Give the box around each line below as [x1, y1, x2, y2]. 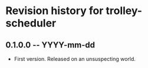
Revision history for [5, 4, 104, 18]
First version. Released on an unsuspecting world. [14, 56, 136, 62]
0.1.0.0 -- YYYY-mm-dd [5, 40, 96, 50]
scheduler [5, 16, 57, 30]
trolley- [106, 4, 143, 18]
